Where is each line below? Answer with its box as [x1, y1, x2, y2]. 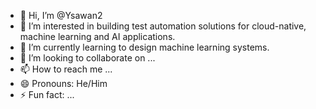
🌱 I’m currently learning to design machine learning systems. [19, 41, 270, 53]
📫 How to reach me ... [19, 63, 113, 75]
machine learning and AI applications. [19, 31, 176, 42]
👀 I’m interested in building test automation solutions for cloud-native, [19, 20, 307, 32]
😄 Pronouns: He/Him [19, 78, 108, 89]
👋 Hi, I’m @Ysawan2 [19, 10, 103, 21]
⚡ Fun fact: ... [19, 89, 75, 100]
